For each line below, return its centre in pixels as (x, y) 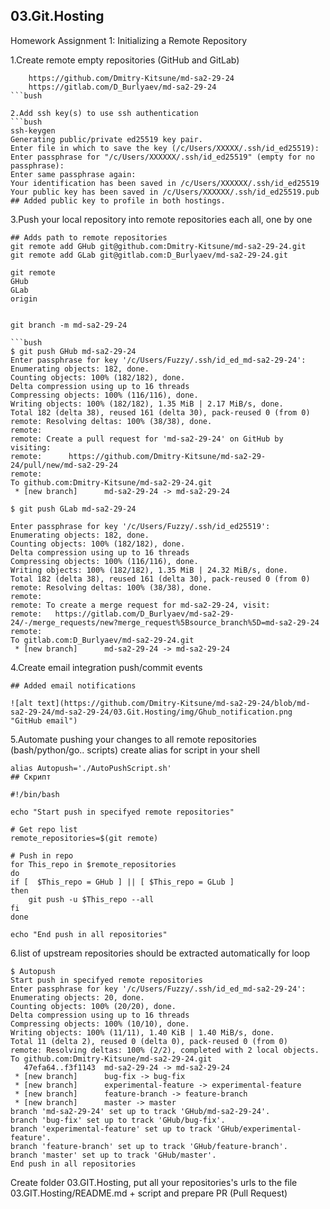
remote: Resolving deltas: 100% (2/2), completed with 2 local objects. (165, 1050)
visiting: (31, 447)
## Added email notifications (73, 685)
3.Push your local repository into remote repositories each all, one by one (161, 219)
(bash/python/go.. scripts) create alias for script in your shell (135, 750)
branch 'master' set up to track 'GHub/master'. (113, 1155)
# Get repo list (44, 829)
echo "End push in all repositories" (89, 934)
